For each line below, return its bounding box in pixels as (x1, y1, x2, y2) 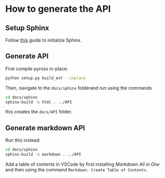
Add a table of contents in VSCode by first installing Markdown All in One (5, 161, 160, 167)
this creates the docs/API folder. (5, 109, 73, 115)
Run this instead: (5, 137, 41, 144)
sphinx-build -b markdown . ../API (5, 152, 81, 157)
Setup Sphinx (5, 24, 50, 32)
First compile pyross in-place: (5, 65, 68, 72)
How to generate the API (5, 3, 111, 15)
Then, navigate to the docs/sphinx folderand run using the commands (5, 85, 152, 91)
